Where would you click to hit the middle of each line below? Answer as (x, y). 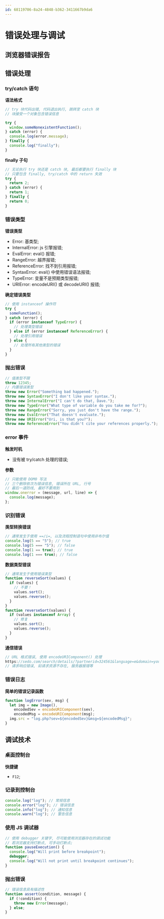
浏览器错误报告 (28, 55)
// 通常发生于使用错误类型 (29, 574)
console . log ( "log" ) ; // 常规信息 (38, 800)
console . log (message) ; (32, 498)
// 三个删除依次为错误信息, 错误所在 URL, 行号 (48, 484)
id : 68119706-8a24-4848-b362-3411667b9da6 (49, 10)
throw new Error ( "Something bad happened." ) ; (52, 392)
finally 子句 (16, 160)
